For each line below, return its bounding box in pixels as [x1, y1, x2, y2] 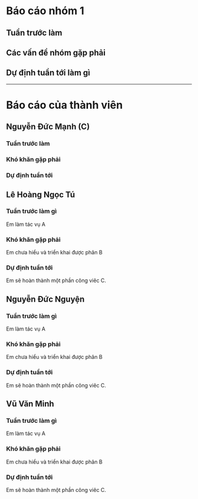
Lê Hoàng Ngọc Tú [6, 189, 75, 199]
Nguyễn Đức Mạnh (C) [6, 122, 90, 132]
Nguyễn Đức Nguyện [6, 294, 85, 304]
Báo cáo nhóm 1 [6, 4, 84, 18]
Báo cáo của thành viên [6, 98, 123, 112]
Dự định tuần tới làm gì [6, 68, 90, 78]
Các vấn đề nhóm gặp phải [6, 47, 106, 57]
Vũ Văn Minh [6, 399, 54, 409]
